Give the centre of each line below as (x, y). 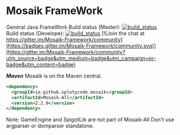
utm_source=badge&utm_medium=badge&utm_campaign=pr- (81, 58)
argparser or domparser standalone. (50, 126)
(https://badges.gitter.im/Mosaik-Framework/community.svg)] (81, 46)
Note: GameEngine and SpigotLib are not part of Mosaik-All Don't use (90, 120)
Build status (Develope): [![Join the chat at (76, 33)
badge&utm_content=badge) (41, 64)
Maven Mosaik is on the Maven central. (54, 76)
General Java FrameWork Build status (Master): (63, 27)
